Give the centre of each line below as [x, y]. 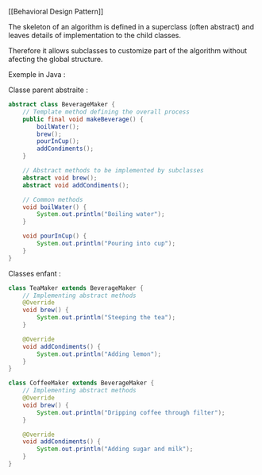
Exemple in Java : [37, 74]
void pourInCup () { [55, 236]
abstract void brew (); [60, 178]
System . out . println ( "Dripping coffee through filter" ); [131, 412]
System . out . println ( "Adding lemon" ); [99, 354]
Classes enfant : [35, 273]
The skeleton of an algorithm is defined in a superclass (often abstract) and [131, 27]
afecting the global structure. [56, 59]
